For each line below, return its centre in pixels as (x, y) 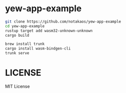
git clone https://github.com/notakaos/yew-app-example (63, 22)
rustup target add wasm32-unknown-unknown (49, 31)
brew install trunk (25, 44)
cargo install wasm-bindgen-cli (38, 49)
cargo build (17, 35)
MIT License (18, 86)
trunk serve (17, 53)
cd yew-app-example (25, 26)
